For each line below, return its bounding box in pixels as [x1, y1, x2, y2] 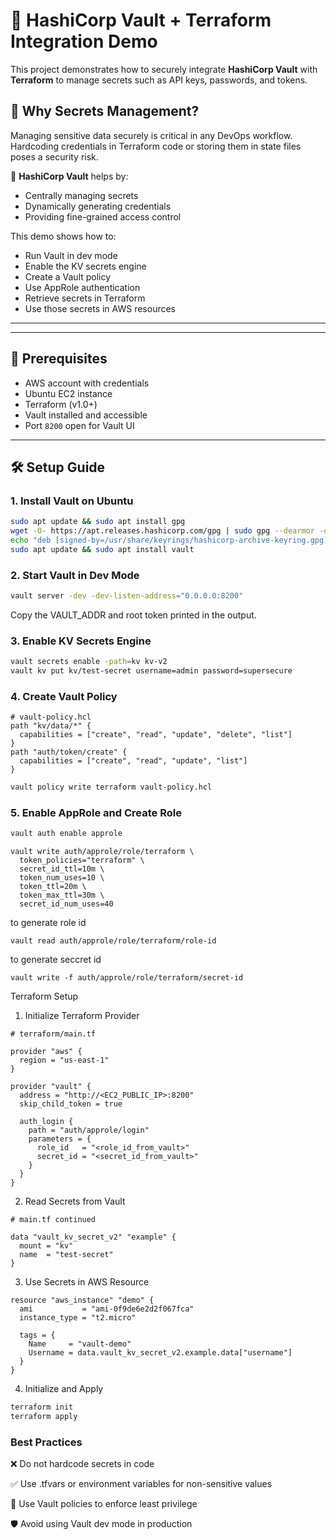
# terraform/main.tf [10, 1029, 97, 1039]
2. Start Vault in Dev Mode [10, 568, 140, 582]
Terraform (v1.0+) [24, 398, 98, 410]
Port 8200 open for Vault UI [24, 419, 135, 431]
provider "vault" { [10, 1082, 92, 1092]
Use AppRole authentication [24, 281, 141, 293]
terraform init [10, 1402, 74, 1413]
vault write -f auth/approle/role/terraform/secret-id [10, 973, 244, 983]
